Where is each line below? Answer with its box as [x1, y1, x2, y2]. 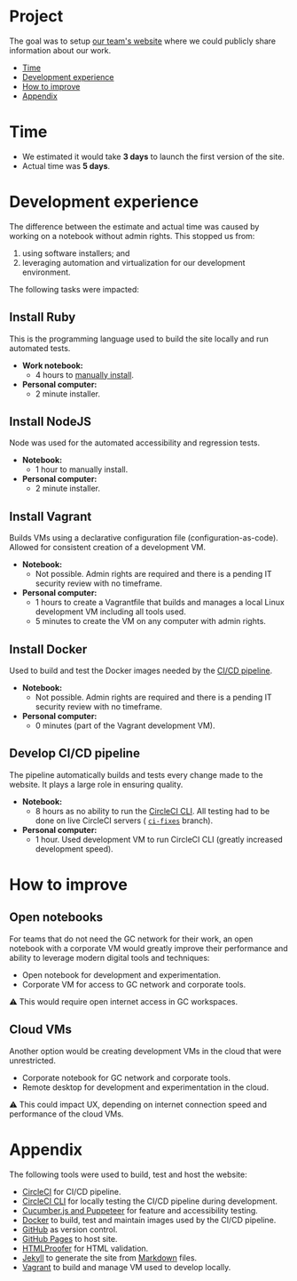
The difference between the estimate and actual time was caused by [9, 220, 260, 232]
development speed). [35, 843, 113, 854]
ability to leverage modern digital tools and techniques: [9, 952, 210, 963]
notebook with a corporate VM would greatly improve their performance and [9, 942, 288, 953]
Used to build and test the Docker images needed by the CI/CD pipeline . [9, 665, 273, 677]
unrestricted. [9, 1055, 56, 1066]
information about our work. [9, 44, 112, 55]
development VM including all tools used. [35, 606, 186, 617]
